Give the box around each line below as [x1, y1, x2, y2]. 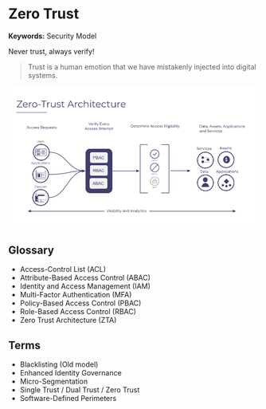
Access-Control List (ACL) [19, 265, 106, 274]
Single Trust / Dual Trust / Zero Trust [19, 385, 140, 395]
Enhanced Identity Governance [19, 368, 122, 378]
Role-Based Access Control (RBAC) [19, 307, 137, 317]
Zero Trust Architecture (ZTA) [19, 316, 117, 325]
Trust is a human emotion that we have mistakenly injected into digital [27, 61, 256, 72]
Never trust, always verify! [8, 46, 95, 56]
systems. [27, 70, 58, 80]
